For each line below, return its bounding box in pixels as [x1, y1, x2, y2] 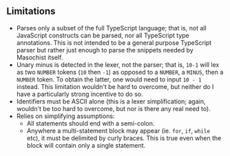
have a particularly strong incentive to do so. [16, 90, 143, 98]
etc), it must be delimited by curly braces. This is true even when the [26, 134, 222, 142]
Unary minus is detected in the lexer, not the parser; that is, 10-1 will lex [16, 60, 220, 68]
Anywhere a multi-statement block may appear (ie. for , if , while [26, 126, 211, 135]
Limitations [6, 6, 56, 17]
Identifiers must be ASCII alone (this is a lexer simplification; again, [16, 97, 206, 106]
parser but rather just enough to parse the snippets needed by [16, 46, 194, 54]
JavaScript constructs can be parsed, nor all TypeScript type [16, 31, 190, 39]
